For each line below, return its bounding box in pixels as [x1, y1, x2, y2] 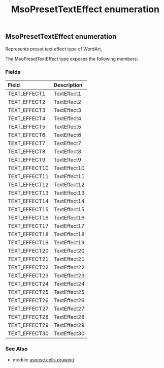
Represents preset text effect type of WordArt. [5, 46, 103, 52]
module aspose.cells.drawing [12, 357, 75, 363]
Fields [5, 68, 21, 75]
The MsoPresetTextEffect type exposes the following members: [5, 55, 138, 62]
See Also [5, 345, 28, 352]
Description [53, 81, 83, 89]
